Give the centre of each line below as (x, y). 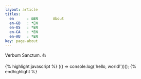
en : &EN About (37, 18)
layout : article (21, 9)
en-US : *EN (24, 28)
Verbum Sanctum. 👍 (26, 55)
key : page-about (21, 41)
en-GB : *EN (24, 23)
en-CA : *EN (24, 32)
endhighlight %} (21, 71)
